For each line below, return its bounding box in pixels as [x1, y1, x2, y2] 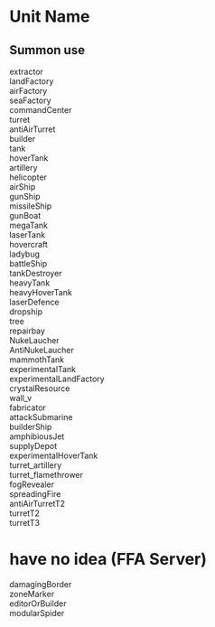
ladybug [9, 248, 41, 259]
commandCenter [9, 105, 72, 115]
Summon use [9, 42, 86, 58]
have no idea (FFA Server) [9, 549, 208, 570]
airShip [9, 182, 36, 192]
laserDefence [9, 296, 60, 307]
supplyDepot [9, 441, 58, 451]
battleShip [9, 258, 48, 268]
